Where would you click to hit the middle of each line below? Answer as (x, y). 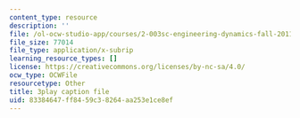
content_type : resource (54, 17)
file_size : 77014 (42, 42)
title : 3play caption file (59, 91)
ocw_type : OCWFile (43, 75)
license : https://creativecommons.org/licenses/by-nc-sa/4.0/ (127, 67)
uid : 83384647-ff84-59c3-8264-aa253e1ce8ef (92, 100)
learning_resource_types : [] (63, 59)
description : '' (39, 26)
